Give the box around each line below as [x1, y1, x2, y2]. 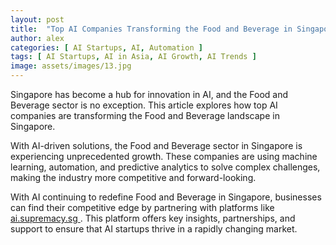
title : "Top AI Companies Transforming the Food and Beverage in [10, 24, 293, 34]
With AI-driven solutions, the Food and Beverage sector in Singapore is [10, 140, 303, 151]
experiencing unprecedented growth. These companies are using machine [10, 151, 318, 162]
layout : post [10, 14, 65, 25]
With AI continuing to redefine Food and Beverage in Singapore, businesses [10, 191, 322, 203]
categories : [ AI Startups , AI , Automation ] [10, 42, 203, 53]
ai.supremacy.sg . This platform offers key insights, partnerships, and [10, 212, 296, 224]
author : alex [10, 33, 65, 43]
